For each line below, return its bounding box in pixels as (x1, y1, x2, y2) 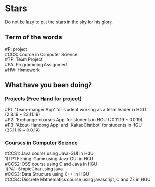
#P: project (5, 46, 27, 52)
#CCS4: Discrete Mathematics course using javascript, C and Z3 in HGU (5, 176, 151, 182)
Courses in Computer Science (5, 139, 78, 146)
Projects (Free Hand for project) (5, 95, 82, 102)
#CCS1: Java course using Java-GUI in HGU (5, 150, 94, 156)
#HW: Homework (5, 67, 40, 73)
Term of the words (5, 33, 62, 41)
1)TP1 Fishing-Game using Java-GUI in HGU (5, 155, 94, 161)
